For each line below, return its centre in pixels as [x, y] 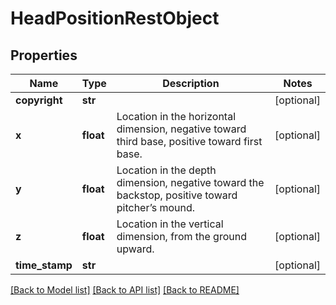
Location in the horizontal [176, 116]
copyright [39, 100]
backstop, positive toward [177, 195]
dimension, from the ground [181, 236]
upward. [135, 249]
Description [191, 83]
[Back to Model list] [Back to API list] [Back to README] [125, 290]
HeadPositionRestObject [115, 18]
